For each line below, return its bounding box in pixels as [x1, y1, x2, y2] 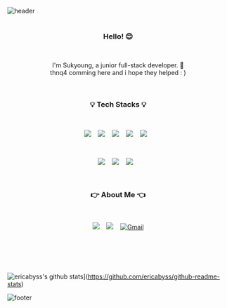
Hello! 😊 [103, 32, 134, 41]
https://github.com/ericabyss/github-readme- [87, 272, 220, 281]
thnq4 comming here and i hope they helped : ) [50, 69, 186, 77]
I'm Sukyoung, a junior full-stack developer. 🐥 [52, 61, 184, 69]
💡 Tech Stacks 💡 [89, 100, 147, 109]
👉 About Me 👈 [90, 189, 146, 199]
